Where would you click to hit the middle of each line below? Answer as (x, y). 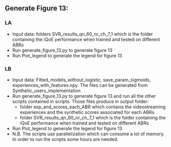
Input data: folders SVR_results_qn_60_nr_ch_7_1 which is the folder (82, 34)
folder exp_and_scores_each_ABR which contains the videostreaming (93, 107)
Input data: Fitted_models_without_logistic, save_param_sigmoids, (81, 80)
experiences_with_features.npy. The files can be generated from (80, 85)
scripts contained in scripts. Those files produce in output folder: (80, 101)
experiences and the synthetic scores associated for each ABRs (87, 112)
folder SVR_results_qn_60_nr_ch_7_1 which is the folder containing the (93, 117)
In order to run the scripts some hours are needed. (65, 139)
